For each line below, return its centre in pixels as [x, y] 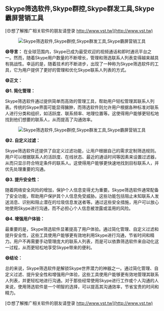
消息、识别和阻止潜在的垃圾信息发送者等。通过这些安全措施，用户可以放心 [84, 202]
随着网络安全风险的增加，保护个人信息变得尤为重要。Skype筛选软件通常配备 [82, 190]
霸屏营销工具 [24, 18]
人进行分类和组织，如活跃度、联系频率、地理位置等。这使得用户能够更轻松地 [82, 113]
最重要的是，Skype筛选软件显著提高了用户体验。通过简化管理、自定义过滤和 [82, 229]
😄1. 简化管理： [20, 91]
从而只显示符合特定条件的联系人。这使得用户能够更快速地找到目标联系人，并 [82, 163]
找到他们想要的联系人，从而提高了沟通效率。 [50, 120]
